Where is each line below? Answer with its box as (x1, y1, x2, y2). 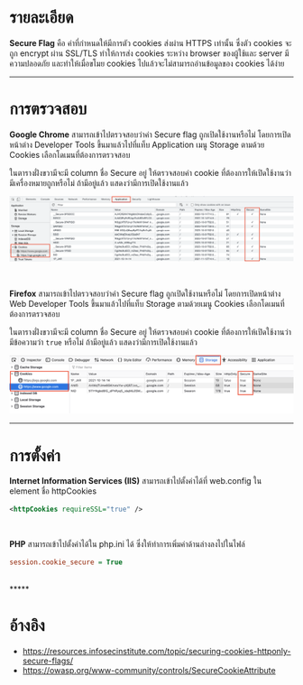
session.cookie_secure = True (9, 558, 124, 567)
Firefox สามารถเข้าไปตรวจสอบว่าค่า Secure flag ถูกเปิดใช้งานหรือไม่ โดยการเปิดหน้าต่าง (9, 288, 281, 299)
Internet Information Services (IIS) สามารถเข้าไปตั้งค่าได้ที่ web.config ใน (9, 476, 262, 486)
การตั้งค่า (9, 445, 61, 466)
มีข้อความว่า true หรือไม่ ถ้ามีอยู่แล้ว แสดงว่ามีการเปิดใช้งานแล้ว (9, 337, 198, 347)
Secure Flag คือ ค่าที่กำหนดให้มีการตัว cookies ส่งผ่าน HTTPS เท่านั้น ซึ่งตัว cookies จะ (9, 37, 292, 48)
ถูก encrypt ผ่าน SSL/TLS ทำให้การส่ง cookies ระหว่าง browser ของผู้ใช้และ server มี (9, 48, 289, 59)
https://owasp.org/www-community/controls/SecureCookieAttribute (22, 665, 277, 675)
